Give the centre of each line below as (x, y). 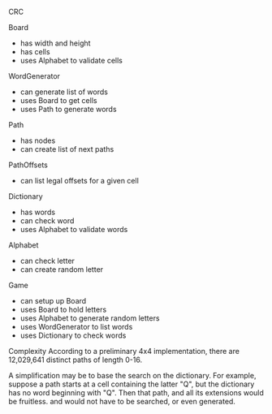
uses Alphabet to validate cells (71, 60)
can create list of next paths (67, 149)
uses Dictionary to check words (73, 335)
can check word (47, 221)
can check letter (47, 261)
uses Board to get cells (58, 100)
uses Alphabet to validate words (74, 229)
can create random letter (62, 270)
